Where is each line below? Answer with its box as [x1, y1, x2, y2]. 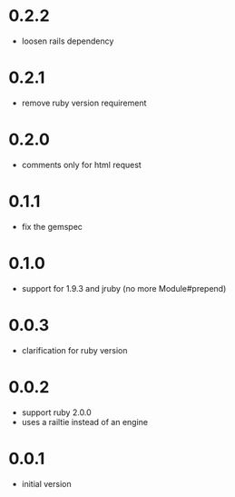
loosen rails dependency [21, 35, 114, 46]
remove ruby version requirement [21, 97, 147, 108]
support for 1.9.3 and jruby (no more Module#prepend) [21, 283, 227, 293]
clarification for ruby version [21, 344, 128, 355]
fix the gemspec [21, 221, 83, 232]
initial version [21, 478, 72, 489]
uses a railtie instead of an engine [21, 416, 149, 427]
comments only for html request [21, 159, 142, 170]
